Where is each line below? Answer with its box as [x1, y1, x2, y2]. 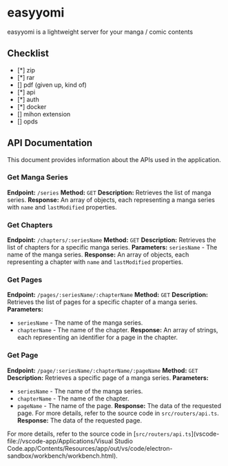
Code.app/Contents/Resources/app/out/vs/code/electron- [7, 444, 174, 452]
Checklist [7, 48, 50, 59]
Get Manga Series [7, 172, 69, 182]
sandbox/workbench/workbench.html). [7, 452, 118, 460]
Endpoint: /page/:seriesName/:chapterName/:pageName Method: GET [7, 366, 198, 374]
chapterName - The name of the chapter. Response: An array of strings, [17, 326, 218, 334]
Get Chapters [7, 220, 53, 230]
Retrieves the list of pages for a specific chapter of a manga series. [7, 298, 198, 306]
